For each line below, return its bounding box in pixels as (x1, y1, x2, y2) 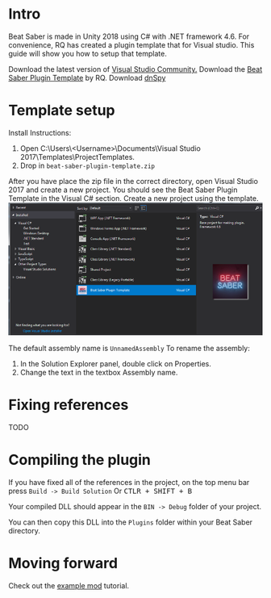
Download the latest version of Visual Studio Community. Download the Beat (8, 64, 263, 73)
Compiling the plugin (8, 451, 152, 469)
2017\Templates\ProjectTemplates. (19, 152, 135, 161)
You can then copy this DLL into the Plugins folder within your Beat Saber (8, 517, 252, 527)
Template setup (8, 102, 115, 119)
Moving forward (8, 554, 119, 573)
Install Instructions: (8, 128, 72, 137)
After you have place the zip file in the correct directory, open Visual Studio (8, 176, 258, 186)
